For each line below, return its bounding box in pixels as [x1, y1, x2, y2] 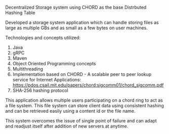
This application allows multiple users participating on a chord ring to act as [5, 97, 163, 103]
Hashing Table [5, 10, 35, 16]
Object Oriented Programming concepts [12, 61, 96, 66]
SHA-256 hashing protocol [12, 87, 68, 93]
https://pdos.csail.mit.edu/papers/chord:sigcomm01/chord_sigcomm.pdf [12, 82, 164, 88]
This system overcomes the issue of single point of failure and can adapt [5, 118, 157, 123]
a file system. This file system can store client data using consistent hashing [5, 103, 164, 108]
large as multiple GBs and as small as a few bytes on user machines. [5, 25, 148, 31]
